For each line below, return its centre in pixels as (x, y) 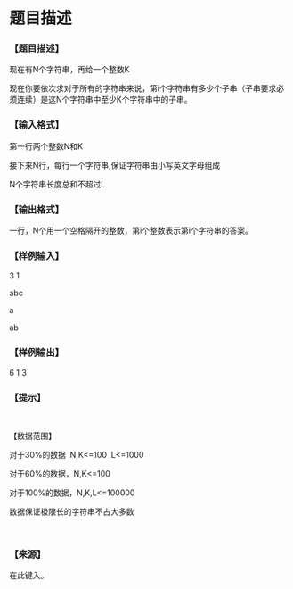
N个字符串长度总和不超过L (57, 184)
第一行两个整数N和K (46, 146)
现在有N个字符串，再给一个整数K (69, 70)
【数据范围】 (33, 436)
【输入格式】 (37, 125)
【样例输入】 (37, 256)
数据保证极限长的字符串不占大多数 (72, 511)
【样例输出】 (37, 353)
